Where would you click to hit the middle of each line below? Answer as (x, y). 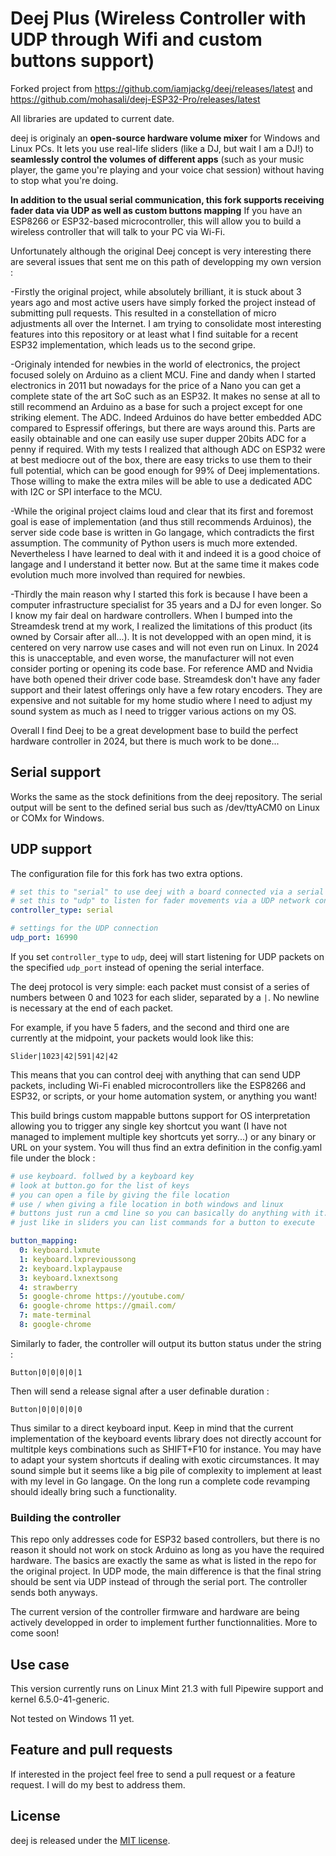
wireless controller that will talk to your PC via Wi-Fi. (118, 231)
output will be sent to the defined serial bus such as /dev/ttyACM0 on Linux (165, 807)
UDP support (51, 849)
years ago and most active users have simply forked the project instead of (163, 302)
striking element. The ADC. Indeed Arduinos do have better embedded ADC (166, 417)
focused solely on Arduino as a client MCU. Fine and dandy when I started (163, 374)
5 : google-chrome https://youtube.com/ (102, 1297)
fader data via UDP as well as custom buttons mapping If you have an (156, 210)
